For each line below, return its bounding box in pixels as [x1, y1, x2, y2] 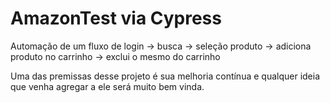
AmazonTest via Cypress [10, 7, 222, 30]
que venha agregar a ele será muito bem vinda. [10, 80, 205, 92]
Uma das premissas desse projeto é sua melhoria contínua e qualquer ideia [10, 70, 321, 82]
